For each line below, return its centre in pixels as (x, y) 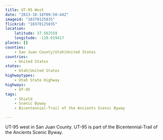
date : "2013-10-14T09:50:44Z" (37, 15)
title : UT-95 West (24, 10)
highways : (16, 85)
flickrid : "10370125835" (31, 24)
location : (16, 29)
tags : (11, 94)
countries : (17, 57)
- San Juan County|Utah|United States (55, 52)
